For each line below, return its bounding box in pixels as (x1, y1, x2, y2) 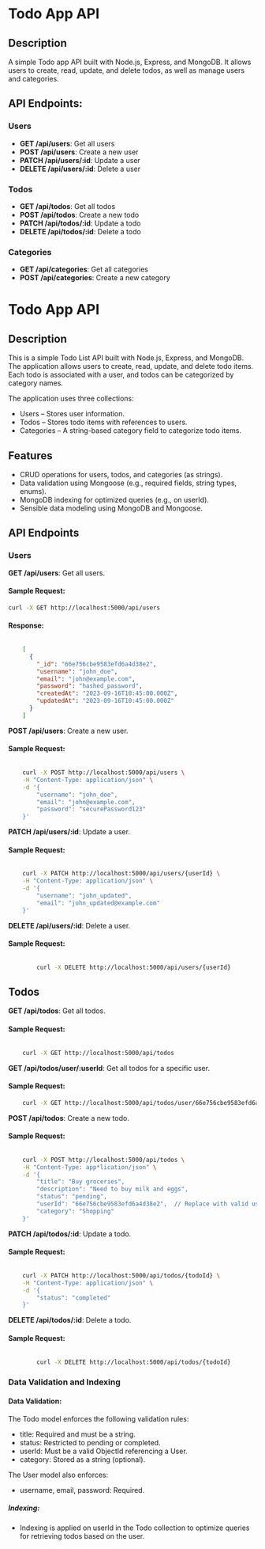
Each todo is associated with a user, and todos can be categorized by (8, 370, 234, 380)
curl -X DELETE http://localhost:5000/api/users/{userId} (36, 963, 231, 971)
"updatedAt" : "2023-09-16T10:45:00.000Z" (36, 697, 175, 705)
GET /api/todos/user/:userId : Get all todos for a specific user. (8, 1063, 211, 1073)
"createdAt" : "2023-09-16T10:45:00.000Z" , (36, 689, 178, 697)
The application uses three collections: (8, 393, 134, 404)
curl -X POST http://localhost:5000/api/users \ (22, 769, 185, 776)
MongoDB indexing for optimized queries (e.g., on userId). (19, 495, 209, 505)
